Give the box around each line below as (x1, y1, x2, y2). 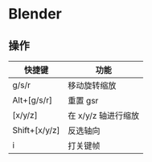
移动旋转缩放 (68, 80, 117, 91)
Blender (8, 5, 62, 23)
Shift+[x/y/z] (12, 125, 60, 136)
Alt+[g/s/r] (12, 95, 53, 105)
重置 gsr (68, 95, 99, 106)
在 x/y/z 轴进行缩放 (68, 110, 140, 121)
